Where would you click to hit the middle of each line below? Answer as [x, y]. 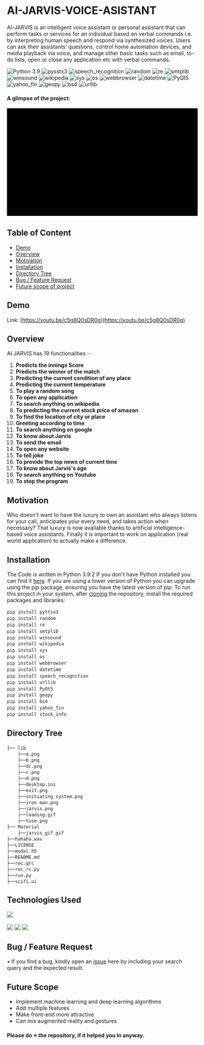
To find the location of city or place [60, 417]
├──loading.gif [37, 815]
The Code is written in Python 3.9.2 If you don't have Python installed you [99, 574]
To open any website [42, 449]
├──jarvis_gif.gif [41, 833]
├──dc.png [30, 766]
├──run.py [19, 875]
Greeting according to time [50, 423]
